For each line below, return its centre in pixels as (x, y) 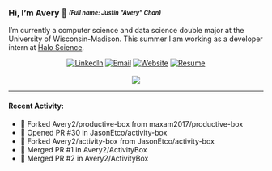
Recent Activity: (36, 106)
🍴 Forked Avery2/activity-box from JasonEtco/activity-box (117, 141)
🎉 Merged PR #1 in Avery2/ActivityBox (83, 149)
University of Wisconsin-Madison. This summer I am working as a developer (136, 39)
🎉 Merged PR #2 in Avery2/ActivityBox (84, 158)
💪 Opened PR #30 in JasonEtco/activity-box (93, 132)
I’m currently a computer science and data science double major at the (126, 31)
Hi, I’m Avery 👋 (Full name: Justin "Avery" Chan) (85, 13)
